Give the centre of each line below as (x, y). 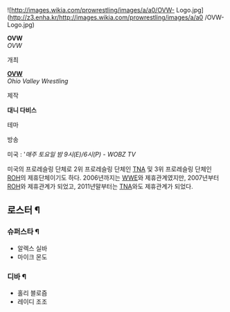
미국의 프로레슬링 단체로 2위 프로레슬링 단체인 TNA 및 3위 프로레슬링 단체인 (110, 169)
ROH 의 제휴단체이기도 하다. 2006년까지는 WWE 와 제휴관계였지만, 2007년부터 (113, 177)
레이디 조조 (32, 302)
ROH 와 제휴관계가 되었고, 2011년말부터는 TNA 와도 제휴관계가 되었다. (100, 186)
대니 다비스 (22, 110)
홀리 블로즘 (32, 293)
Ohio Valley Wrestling (38, 81)
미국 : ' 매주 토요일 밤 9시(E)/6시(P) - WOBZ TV (72, 154)
